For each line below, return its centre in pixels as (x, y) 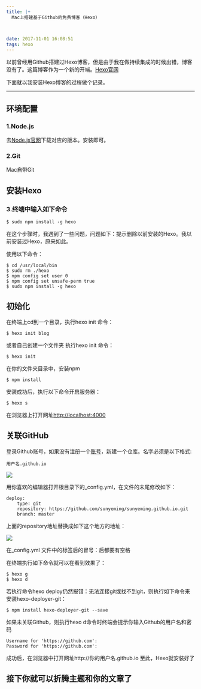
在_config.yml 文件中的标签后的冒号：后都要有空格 (68, 550)
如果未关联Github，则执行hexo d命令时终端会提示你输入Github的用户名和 (96, 622)
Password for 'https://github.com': (52, 646)
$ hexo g (17, 574)
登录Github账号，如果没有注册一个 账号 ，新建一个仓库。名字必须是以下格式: (99, 451)
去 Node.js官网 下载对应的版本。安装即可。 (58, 140)
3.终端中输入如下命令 (37, 209)
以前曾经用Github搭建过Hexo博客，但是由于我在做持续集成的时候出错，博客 (99, 62)
